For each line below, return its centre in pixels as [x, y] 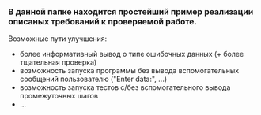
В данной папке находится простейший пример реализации [131, 12]
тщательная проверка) [58, 62]
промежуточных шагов [59, 96]
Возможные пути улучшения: [58, 39]
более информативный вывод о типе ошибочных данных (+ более [132, 54]
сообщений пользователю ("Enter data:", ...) [93, 79]
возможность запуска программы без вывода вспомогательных [129, 71]
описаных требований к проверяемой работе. [103, 21]
